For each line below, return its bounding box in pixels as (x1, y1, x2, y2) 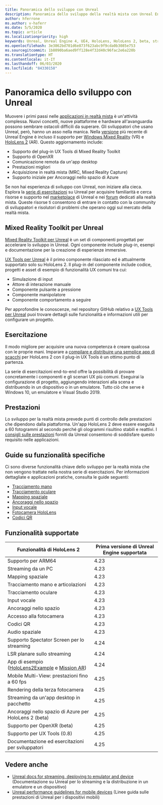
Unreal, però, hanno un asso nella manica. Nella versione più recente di (5, 128, 147, 134)
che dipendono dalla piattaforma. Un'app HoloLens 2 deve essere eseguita (5, 421, 155, 427)
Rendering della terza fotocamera (7, 686, 84, 693)
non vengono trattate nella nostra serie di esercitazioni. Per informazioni (5, 469, 149, 475)
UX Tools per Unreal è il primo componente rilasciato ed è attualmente (5, 256, 146, 262)
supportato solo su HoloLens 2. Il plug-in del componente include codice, (5, 261, 152, 268)
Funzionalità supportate (5, 529, 79, 537)
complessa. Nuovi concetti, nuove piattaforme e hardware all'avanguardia (5, 118, 153, 124)
